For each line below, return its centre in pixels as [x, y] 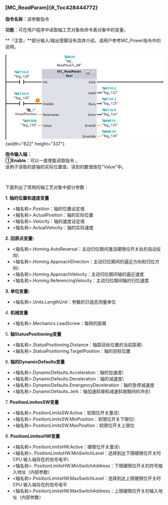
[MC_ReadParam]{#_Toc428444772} [52, 8]
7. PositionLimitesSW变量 [32, 402]
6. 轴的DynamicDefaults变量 [35, 362]
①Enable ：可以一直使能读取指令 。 [43, 161]
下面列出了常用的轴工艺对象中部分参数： [47, 187]
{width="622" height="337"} [35, 144]
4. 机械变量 [17, 313]
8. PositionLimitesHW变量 [33, 436]
